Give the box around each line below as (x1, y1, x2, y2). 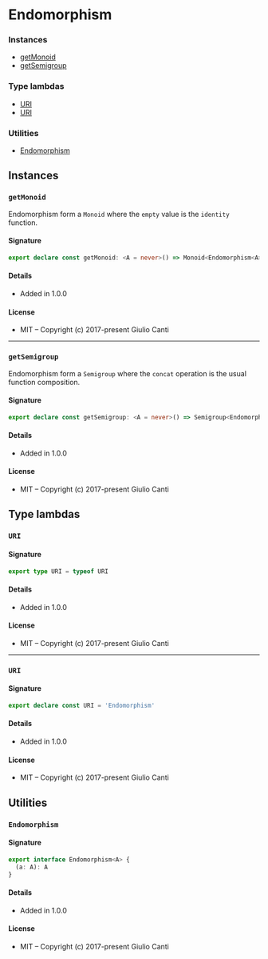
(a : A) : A (15, 863, 48, 871)
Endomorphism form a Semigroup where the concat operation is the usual (8, 368, 247, 378)
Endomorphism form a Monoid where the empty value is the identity (8, 209, 230, 219)
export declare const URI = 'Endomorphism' (8, 701, 156, 709)
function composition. (8, 377, 81, 387)
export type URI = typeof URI (8, 567, 109, 576)
